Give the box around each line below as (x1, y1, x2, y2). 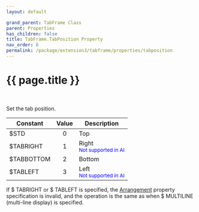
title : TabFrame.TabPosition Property (6, 37, 103, 43)
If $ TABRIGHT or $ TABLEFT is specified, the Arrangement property (6, 186, 175, 193)
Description (85, 119, 119, 127)
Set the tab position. (6, 104, 56, 112)
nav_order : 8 (6, 42, 39, 48)
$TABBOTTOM (9, 154, 51, 163)
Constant (16, 119, 44, 127)
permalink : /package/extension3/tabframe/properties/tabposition (6, 47, 173, 54)
